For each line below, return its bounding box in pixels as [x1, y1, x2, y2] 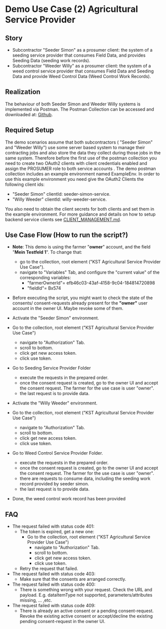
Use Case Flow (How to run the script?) [5, 231, 128, 239]
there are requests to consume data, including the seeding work [19, 475, 151, 481]
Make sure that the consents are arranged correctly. [19, 576, 126, 582]
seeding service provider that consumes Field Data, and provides [12, 52, 146, 58]
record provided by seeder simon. [19, 481, 89, 487]
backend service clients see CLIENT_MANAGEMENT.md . [5, 216, 121, 222]
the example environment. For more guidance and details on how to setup [5, 211, 156, 217]
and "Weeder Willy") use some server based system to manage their [5, 144, 145, 150]
